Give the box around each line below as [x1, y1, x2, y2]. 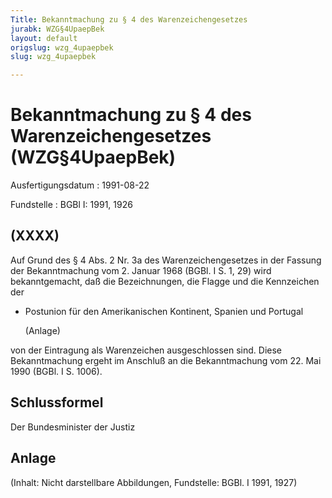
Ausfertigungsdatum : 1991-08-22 [10, 179, 150, 191]
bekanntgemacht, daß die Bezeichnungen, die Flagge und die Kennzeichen [10, 275, 320, 287]
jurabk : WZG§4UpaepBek [10, 24, 105, 34]
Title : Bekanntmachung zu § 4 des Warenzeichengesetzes [10, 14, 248, 25]
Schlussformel [10, 394, 104, 411]
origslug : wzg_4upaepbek [10, 42, 114, 53]
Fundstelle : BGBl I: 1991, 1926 [10, 199, 133, 211]
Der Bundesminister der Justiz [10, 421, 136, 433]
